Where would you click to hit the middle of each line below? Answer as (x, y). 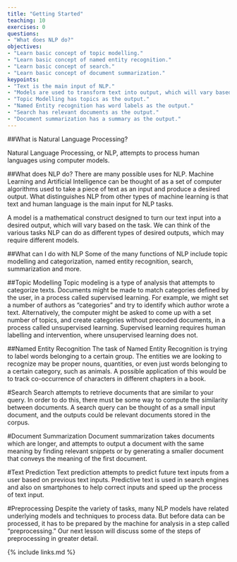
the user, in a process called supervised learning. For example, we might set (118, 297)
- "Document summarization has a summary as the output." (94, 119)
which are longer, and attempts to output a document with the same (106, 443)
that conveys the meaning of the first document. (77, 458)
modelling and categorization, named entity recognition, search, (101, 261)
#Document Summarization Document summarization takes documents (111, 436)
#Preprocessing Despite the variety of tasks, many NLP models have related (118, 508)
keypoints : (23, 79)
